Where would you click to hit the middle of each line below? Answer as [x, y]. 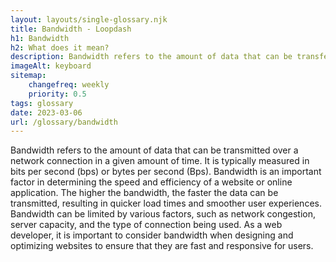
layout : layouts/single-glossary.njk [89, 19]
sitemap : [28, 76]
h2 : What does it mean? [60, 47]
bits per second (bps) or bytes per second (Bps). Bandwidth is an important [166, 172]
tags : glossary [42, 103]
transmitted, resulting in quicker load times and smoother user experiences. [166, 203]
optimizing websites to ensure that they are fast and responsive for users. [162, 246]
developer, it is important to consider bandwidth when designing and [152, 235]
